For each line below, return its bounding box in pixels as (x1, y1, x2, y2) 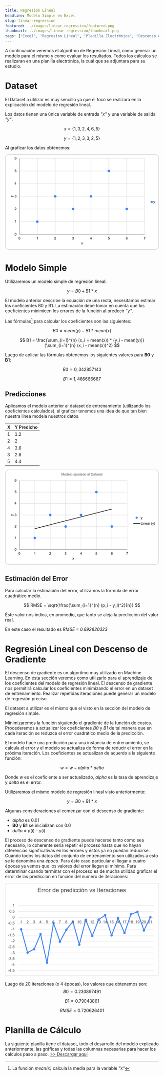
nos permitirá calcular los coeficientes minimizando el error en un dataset (5, 686, 153, 691)
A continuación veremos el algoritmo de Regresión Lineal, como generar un (5, 48, 157, 53)
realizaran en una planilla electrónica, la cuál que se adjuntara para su (5, 58, 145, 64)
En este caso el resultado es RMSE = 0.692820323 (5, 626, 108, 632)
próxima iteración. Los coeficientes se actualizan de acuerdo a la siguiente (5, 750, 155, 756)
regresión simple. (5, 710, 40, 716)
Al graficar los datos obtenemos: (5, 145, 71, 151)
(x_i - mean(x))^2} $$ (77, 342, 120, 348)
